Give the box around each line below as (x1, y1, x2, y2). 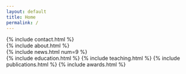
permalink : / (6, 20, 39, 25)
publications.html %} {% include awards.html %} (6, 61, 126, 68)
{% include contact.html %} (6, 36, 75, 43)
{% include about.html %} (6, 42, 70, 49)
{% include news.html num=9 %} (6, 49, 88, 56)
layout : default (6, 8, 46, 15)
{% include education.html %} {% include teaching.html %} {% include (6, 54, 181, 62)
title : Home (6, 14, 36, 20)
